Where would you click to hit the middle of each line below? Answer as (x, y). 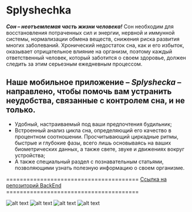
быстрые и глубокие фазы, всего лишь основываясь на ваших (93, 143)
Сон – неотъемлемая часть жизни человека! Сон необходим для (90, 26)
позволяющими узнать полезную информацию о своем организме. (100, 167)
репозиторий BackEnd (34, 185)
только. (21, 110)
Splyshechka (39, 10)
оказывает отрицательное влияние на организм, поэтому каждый (89, 51)
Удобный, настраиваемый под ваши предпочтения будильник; (93, 124)
